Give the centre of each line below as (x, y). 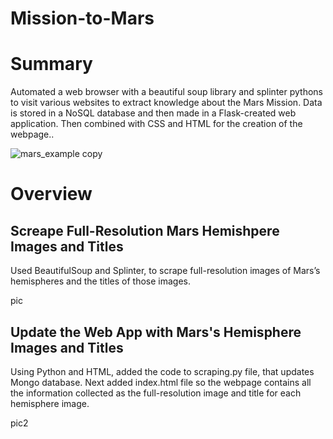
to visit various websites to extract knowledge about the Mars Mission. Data (166, 103)
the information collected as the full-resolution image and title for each (156, 393)
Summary (51, 64)
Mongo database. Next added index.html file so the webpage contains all (161, 382)
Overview (51, 194)
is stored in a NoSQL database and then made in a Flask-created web (153, 113)
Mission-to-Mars (82, 18)
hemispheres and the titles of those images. (100, 281)
